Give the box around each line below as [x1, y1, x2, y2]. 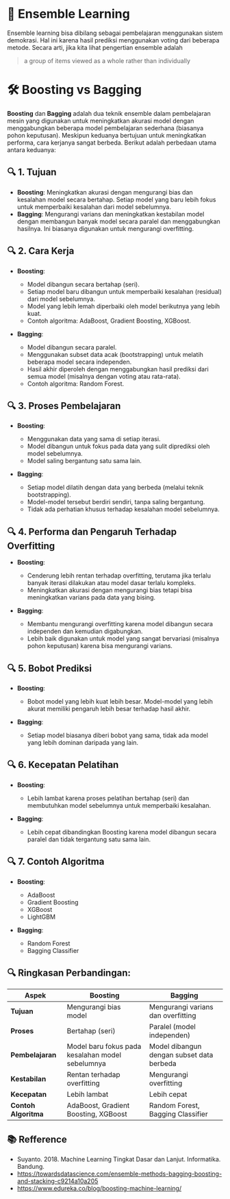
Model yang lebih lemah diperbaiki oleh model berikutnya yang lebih [27, 301, 220, 310]
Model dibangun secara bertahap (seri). [27, 280, 140, 288]
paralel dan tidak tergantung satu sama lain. [27, 835, 151, 843]
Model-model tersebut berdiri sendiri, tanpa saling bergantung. [27, 498, 205, 506]
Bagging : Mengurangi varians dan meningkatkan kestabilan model [16, 210, 205, 218]
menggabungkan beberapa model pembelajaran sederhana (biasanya [7, 123, 204, 132]
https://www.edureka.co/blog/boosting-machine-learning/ [16, 1185, 182, 1193]
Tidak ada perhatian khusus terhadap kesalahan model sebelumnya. [27, 505, 220, 513]
